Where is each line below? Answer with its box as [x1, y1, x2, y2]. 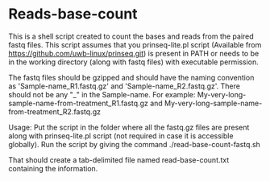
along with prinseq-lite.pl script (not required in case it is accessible [8, 130, 234, 141]
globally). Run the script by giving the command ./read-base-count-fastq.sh [8, 139, 260, 149]
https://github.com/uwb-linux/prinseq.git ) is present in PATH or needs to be [8, 48, 260, 58]
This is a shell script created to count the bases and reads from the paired [8, 31, 254, 41]
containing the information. [8, 163, 98, 173]
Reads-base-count [8, 5, 139, 23]
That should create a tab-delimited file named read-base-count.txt [8, 154, 230, 165]
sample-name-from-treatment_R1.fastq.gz [8, 98, 149, 108]
